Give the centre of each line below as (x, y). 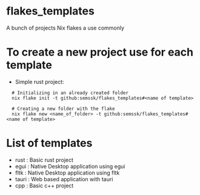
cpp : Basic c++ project (44, 185)
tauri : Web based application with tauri (64, 179)
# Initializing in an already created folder (70, 93)
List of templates (49, 143)
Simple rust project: (40, 82)
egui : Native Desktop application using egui (70, 166)
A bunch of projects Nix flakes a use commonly (65, 28)
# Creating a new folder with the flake (63, 109)
